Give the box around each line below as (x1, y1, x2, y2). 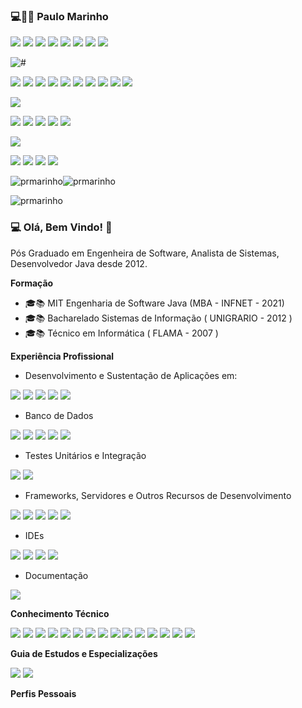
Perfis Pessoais (10, 687, 77, 699)
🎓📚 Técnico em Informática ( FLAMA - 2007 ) (24, 327, 219, 339)
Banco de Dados (24, 409, 94, 421)
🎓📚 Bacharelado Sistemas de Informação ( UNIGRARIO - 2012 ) (24, 312, 293, 324)
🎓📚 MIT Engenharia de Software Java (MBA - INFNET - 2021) (24, 297, 285, 309)
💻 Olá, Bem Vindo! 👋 (10, 220, 113, 234)
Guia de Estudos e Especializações (10, 647, 158, 659)
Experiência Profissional (10, 350, 115, 362)
